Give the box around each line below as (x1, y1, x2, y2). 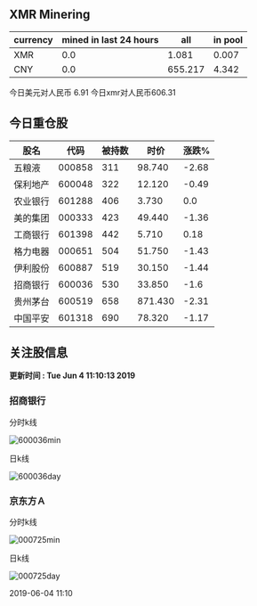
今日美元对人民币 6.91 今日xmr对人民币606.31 (9, 86, 176, 97)
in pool (213, 33, 243, 45)
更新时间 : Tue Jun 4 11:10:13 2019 (9, 370, 136, 381)
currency (13, 33, 53, 45)
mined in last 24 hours (61, 33, 159, 45)
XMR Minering (9, 7, 91, 22)
